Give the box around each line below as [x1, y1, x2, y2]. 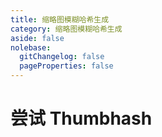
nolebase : [10, 42, 52, 53]
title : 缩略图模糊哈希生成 [10, 14, 110, 25]
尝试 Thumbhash [10, 107, 153, 130]
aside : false [10, 33, 65, 43]
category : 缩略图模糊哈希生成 [10, 24, 123, 34]
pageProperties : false [19, 61, 114, 71]
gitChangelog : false [19, 52, 105, 62]
